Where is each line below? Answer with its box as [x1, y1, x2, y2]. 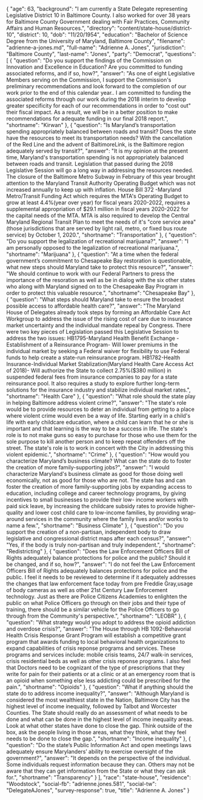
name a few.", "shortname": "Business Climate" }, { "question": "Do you [6, 522, 184, 529]
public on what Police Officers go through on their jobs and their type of [6, 599, 186, 607]
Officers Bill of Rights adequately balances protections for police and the [6, 567, 188, 574]
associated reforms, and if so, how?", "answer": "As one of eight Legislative [6, 70, 195, 77]
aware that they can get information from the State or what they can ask [6, 767, 186, 774]
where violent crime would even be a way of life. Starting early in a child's [6, 412, 191, 419]
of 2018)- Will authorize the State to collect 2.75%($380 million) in [6, 367, 171, 374]
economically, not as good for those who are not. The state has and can [6, 477, 186, 484]
